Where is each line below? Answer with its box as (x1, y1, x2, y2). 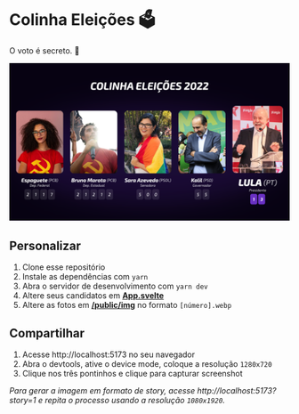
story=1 (9, 395, 37, 406)
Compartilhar (9, 325, 85, 341)
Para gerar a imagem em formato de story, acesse (9, 386, 196, 396)
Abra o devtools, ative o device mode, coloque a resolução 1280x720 (21, 359, 273, 369)
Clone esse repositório (21, 262, 106, 272)
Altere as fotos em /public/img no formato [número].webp (21, 300, 232, 311)
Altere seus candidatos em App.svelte (21, 290, 165, 301)
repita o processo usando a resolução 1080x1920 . (44, 395, 225, 406)
